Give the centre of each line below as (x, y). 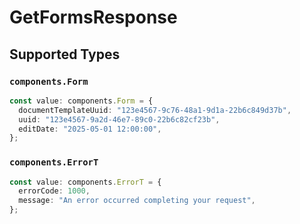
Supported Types (65, 54)
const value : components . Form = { (81, 101)
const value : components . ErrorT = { (85, 182)
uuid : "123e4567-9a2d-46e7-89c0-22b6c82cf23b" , (119, 119)
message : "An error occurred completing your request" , (137, 201)
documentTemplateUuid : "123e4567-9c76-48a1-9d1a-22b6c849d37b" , (155, 110)
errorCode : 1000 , (54, 191)
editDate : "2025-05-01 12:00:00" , (90, 129)
